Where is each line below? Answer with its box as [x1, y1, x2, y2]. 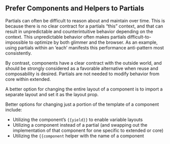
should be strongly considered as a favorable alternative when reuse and [5, 65, 159, 71]
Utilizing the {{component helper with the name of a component [12, 132, 144, 139]
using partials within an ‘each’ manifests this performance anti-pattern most [5, 44, 164, 50]
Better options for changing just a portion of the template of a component [5, 101, 159, 107]
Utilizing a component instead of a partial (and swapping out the [12, 122, 148, 128]
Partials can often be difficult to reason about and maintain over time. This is [5, 17, 165, 23]
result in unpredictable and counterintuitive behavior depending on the [5, 28, 154, 35]
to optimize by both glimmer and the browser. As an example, [29, 39, 158, 45]
